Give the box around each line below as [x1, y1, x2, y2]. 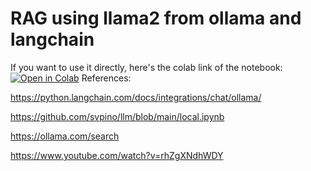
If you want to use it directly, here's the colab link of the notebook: [10, 61, 283, 73]
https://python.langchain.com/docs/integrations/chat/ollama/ [10, 91, 262, 103]
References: [81, 72, 132, 84]
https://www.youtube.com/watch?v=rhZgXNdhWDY [10, 149, 224, 161]
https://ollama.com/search [10, 130, 120, 142]
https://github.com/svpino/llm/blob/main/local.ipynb [10, 110, 225, 122]
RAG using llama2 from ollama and [10, 7, 302, 30]
